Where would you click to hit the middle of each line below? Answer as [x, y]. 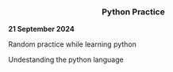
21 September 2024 [42, 29]
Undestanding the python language [66, 60]
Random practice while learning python [73, 44]
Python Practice [133, 12]
